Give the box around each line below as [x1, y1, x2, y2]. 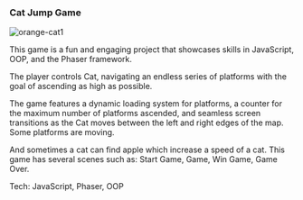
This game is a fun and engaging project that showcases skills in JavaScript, [9, 44, 294, 55]
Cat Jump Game [9, 6, 81, 19]
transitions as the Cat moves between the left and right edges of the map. [9, 117, 284, 128]
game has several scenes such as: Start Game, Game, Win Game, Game [9, 154, 278, 165]
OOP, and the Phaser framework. [9, 54, 133, 65]
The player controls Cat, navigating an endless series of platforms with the [9, 71, 288, 82]
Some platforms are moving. [9, 127, 115, 138]
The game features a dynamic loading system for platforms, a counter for [9, 98, 283, 109]
